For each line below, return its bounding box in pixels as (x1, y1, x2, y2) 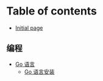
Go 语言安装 (24, 68, 55, 75)
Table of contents (6, 4, 98, 18)
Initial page (15, 24, 43, 31)
